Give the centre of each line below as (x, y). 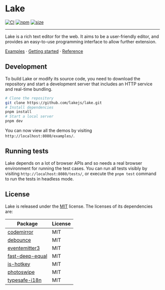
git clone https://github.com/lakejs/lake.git (54, 103)
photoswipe (21, 272)
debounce (19, 240)
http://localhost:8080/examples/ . (40, 136)
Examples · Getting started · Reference (44, 51)
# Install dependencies (29, 107)
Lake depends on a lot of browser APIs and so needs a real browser (74, 163)
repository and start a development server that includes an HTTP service (79, 84)
